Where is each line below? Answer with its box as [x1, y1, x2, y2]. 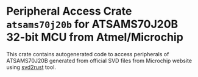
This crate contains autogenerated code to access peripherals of [6, 50, 169, 57]
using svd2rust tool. [6, 63, 57, 71]
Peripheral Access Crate [6, 4, 132, 18]
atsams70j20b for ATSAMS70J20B [6, 17, 179, 31]
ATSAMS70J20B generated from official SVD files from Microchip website [6, 57, 193, 64]
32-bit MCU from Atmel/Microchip [6, 31, 184, 44]
